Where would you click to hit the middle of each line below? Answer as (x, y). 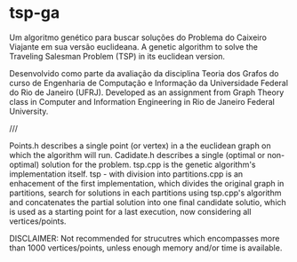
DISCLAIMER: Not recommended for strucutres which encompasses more (144, 238)
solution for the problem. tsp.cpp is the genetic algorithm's (148, 164)
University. (29, 111)
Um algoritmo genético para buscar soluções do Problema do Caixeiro (138, 37)
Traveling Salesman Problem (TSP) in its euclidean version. (117, 56)
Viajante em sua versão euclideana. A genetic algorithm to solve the (133, 46)
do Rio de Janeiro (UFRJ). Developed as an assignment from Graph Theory (147, 92)
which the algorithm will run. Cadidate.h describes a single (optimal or (137, 155)
